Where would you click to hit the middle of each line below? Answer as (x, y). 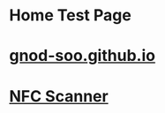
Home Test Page (71, 15)
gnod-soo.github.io (82, 56)
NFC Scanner (59, 96)
